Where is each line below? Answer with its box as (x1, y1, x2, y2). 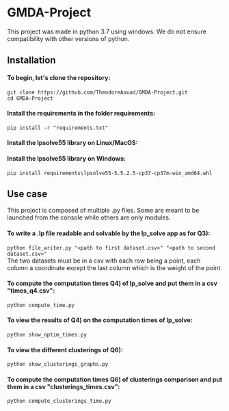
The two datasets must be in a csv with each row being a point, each (7, 256, 201, 265)
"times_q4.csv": (7, 287, 55, 295)
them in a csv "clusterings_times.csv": (7, 382, 120, 390)
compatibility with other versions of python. (7, 34, 130, 42)
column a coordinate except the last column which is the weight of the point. (7, 263, 222, 271)
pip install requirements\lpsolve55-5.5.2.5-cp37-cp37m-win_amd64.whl (7, 170, 213, 176)
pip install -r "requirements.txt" (7, 124, 109, 131)
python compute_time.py (7, 302, 75, 308)
